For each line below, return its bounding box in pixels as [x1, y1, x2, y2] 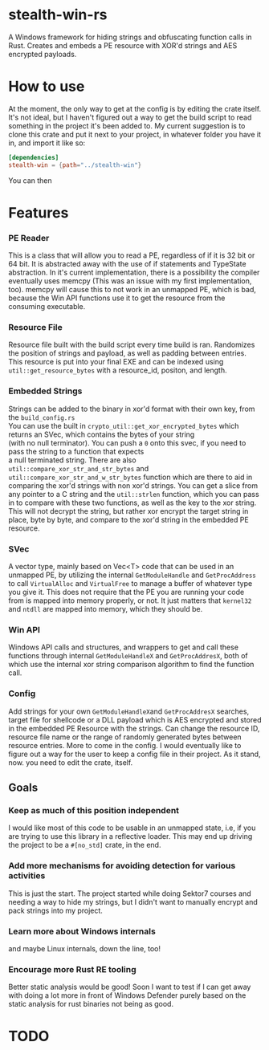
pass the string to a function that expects [8, 446, 145, 456]
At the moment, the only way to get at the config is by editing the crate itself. [8, 104, 262, 113]
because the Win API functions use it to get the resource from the [8, 293, 226, 303]
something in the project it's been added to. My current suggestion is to [8, 120, 246, 130]
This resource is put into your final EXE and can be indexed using [8, 357, 224, 367]
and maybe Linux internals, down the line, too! [8, 943, 161, 953]
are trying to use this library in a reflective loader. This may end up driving [8, 832, 253, 841]
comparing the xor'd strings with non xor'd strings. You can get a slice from [8, 480, 259, 490]
